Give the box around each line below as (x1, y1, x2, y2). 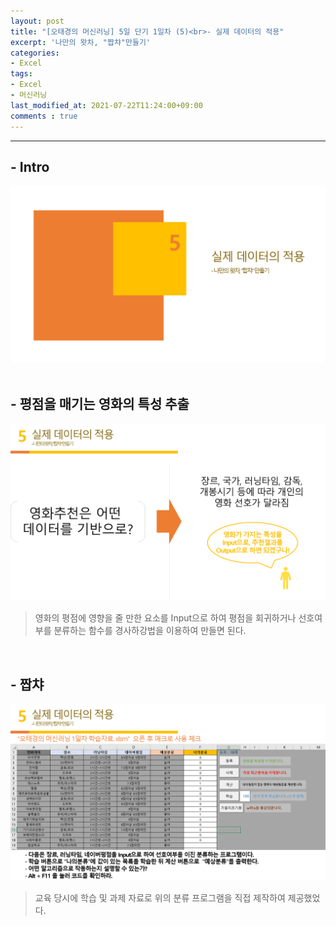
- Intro (10, 158, 50, 175)
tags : (10, 69, 33, 79)
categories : (10, 48, 60, 58)
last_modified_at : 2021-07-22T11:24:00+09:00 (10, 100, 203, 110)
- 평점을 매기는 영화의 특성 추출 (10, 396, 190, 413)
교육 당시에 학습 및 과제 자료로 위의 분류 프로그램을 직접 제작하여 (34, 892, 286, 904)
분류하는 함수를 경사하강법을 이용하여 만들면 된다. (53, 625, 247, 637)
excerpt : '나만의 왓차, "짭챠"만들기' (10, 37, 151, 47)
